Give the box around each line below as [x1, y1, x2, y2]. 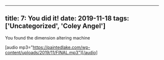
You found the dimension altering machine [5, 35, 90, 40]
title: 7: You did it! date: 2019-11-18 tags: [5, 14, 129, 22]
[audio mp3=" [5, 44, 33, 50]
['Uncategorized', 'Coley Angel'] [5, 22, 106, 30]
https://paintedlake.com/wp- [32, 44, 90, 50]
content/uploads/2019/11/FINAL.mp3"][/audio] [5, 49, 98, 55]
